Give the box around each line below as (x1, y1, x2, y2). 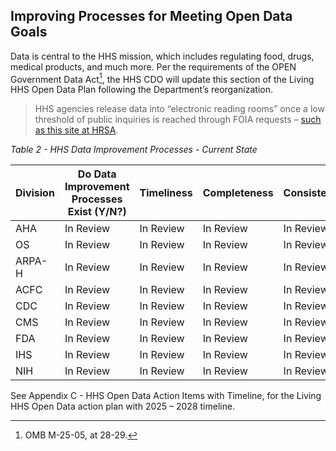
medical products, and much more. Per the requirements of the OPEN (10, 60, 297, 73)
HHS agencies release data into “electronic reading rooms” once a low (34, 103, 325, 115)
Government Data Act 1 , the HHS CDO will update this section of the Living (10, 71, 315, 85)
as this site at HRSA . (34, 124, 119, 136)
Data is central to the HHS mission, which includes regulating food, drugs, (10, 50, 315, 62)
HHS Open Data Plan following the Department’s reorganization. (10, 84, 273, 96)
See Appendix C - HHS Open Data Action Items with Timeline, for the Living (10, 390, 322, 402)
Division (15, 186, 55, 200)
